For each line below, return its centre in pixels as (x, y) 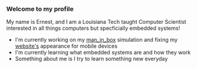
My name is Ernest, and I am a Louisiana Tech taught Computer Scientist (96, 22)
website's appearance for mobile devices (66, 46)
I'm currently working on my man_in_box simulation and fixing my (96, 40)
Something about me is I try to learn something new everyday (91, 59)
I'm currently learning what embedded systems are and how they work (103, 52)
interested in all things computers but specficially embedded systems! (93, 28)
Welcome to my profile (40, 9)
